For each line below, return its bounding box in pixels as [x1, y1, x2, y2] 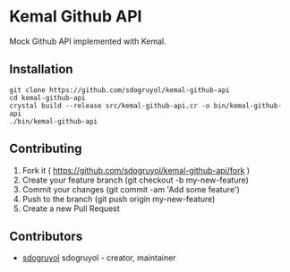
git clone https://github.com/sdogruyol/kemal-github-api [9, 85, 230, 95]
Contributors [9, 228, 83, 243]
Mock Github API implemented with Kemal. [9, 36, 167, 47]
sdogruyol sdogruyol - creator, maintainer [21, 252, 176, 263]
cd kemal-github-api [9, 93, 87, 102]
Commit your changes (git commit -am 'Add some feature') [21, 183, 240, 194]
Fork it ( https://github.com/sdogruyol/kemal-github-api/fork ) [21, 165, 251, 175]
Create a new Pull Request [21, 203, 121, 214]
